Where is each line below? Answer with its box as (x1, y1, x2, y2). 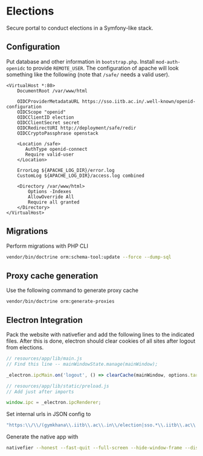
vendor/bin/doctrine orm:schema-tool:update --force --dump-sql (6, 254, 172, 260)
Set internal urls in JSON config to (6, 411, 91, 418)
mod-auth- (156, 59, 181, 65)
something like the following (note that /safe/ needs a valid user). (6, 71, 170, 78)
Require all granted (28, 199, 80, 205)
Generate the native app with (6, 433, 79, 440)
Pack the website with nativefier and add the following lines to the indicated (6, 331, 195, 339)
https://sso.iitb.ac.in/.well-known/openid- (82, 98, 196, 104)
